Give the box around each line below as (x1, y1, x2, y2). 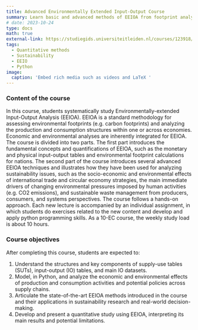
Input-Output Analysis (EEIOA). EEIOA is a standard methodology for (6, 114, 172, 121)
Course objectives (6, 235, 60, 244)
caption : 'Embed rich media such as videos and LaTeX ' (11, 75, 151, 80)
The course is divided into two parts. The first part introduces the (6, 139, 165, 146)
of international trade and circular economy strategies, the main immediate (6, 177, 187, 184)
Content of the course (6, 94, 71, 102)
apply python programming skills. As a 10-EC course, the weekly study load (6, 214, 190, 222)
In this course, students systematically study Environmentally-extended (6, 108, 180, 115)
